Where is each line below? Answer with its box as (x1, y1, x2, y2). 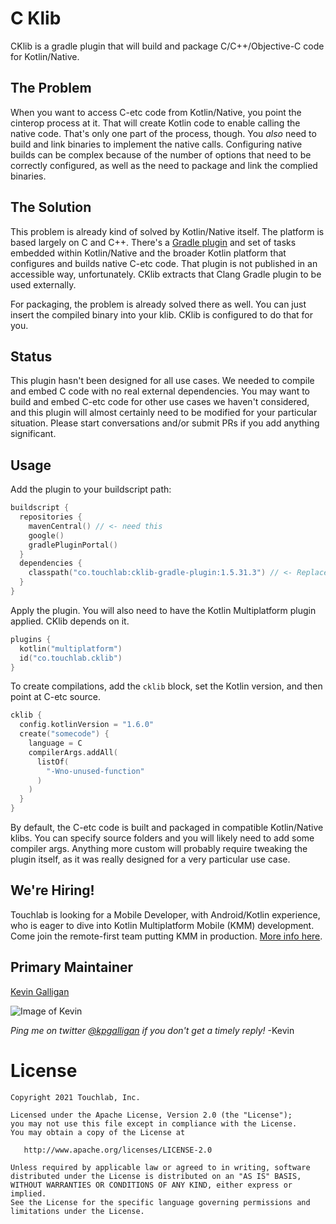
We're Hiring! (10, 882, 95, 899)
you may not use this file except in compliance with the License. (10, 1118, 298, 1129)
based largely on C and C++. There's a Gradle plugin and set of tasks (10, 236, 297, 248)
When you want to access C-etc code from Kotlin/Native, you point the (10, 106, 302, 118)
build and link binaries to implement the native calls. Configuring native (10, 138, 303, 150)
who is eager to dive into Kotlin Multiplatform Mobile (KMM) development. (10, 919, 315, 931)
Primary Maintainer (10, 959, 134, 976)
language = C (28, 738, 83, 749)
